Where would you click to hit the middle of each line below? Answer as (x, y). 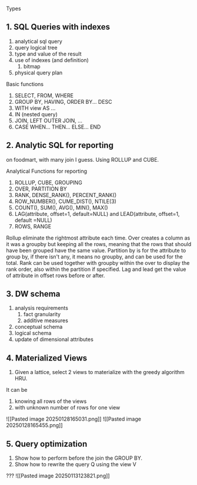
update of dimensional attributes (54, 339)
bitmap (32, 66)
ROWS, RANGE (33, 226)
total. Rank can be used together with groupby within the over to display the (98, 263)
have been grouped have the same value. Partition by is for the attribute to (96, 250)
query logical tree (36, 47)
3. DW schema (33, 294)
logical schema (33, 333)
